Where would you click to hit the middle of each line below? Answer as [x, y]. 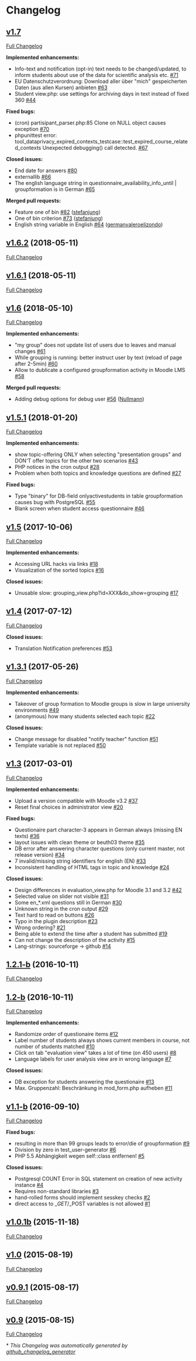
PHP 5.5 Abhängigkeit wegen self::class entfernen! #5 [80, 1156]
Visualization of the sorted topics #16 [59, 570]
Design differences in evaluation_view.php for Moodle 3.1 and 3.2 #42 [98, 890]
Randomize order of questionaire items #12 [66, 1034]
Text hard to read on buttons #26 [54, 915]
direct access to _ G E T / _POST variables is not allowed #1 [82, 1204]
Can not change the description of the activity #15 [75, 940]
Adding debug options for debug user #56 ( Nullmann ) [79, 399]
